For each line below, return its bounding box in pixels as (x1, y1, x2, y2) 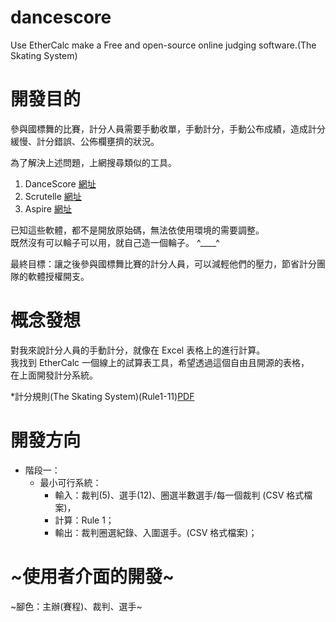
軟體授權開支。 (27, 270, 90, 282)
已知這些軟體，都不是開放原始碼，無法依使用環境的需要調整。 (10, 224, 265, 236)
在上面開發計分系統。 (10, 369, 98, 381)
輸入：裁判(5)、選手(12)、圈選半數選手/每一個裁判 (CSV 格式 (54, 489, 305, 501)
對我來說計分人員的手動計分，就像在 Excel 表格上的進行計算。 (10, 344, 266, 356)
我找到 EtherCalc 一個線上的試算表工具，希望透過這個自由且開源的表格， (10, 356, 310, 368)
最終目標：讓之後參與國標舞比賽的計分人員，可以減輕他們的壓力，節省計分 (10, 257, 317, 270)
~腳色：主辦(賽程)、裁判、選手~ (10, 600, 143, 612)
